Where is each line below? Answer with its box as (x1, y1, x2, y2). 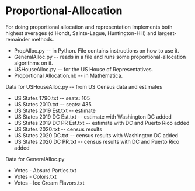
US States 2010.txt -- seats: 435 (13, 100, 92, 107)
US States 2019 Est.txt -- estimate (13, 107, 96, 114)
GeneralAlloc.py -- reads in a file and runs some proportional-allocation (13, 53, 186, 60)
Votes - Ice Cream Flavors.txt (13, 179, 85, 186)
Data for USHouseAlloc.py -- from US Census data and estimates (5, 83, 163, 90)
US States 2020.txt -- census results (13, 126, 103, 133)
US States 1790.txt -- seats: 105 (13, 95, 90, 102)
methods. (31, 36, 54, 43)
